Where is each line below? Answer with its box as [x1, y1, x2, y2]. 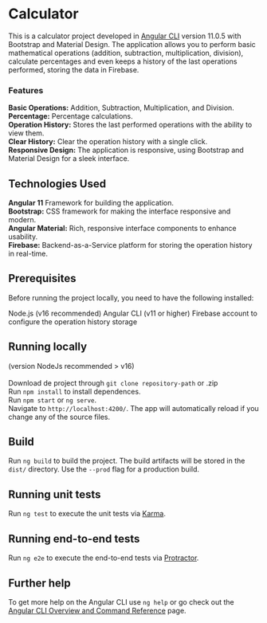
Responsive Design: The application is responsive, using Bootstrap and [8, 145, 245, 155]
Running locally [8, 340, 88, 354]
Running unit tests [8, 488, 101, 501]
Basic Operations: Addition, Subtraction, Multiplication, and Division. [8, 103, 235, 112]
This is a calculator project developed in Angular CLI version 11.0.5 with [8, 31, 241, 41]
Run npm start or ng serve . [8, 395, 97, 405]
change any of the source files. [8, 412, 111, 421]
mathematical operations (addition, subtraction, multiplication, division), [8, 48, 244, 57]
